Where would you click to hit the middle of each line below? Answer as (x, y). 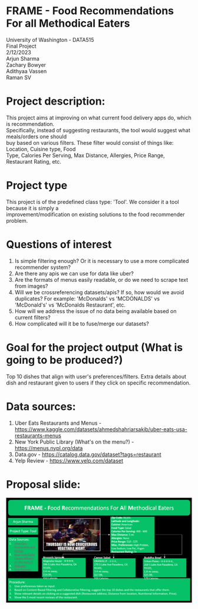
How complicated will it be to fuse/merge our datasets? (82, 324)
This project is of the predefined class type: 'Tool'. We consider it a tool (93, 201)
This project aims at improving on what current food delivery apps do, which (99, 118)
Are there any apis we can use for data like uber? (74, 273)
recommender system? (42, 267)
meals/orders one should (37, 136)
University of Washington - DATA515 (50, 40)
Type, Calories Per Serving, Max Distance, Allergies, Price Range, (85, 155)
